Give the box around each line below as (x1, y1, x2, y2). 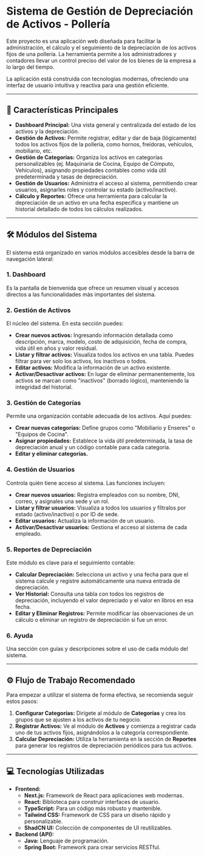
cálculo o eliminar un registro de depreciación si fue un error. (15, 616, 168, 624)
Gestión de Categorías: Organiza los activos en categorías (15, 154, 163, 161)
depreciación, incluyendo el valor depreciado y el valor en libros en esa (15, 597, 194, 604)
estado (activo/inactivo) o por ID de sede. (15, 510, 120, 517)
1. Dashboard (6, 270, 46, 279)
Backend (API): (15, 830, 55, 837)
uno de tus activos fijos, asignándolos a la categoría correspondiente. (15, 729, 190, 736)
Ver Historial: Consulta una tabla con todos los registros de (15, 590, 165, 598)
